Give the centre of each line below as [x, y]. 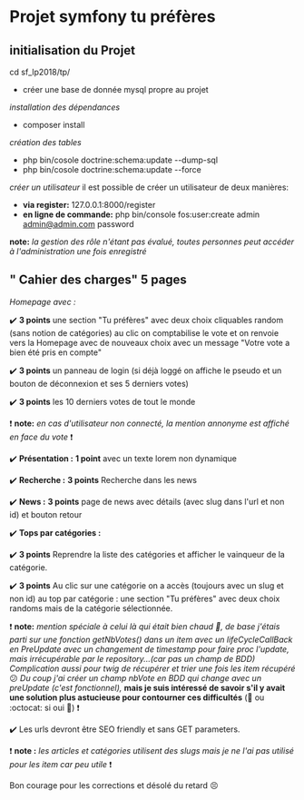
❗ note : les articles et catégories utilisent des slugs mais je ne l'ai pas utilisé [152, 750]
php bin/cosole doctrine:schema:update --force [112, 169]
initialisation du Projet [73, 50]
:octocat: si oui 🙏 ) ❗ [44, 707]
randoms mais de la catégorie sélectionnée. [91, 608]
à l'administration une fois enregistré [78, 251]
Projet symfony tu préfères [113, 17]
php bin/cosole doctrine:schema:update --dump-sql [120, 160]
